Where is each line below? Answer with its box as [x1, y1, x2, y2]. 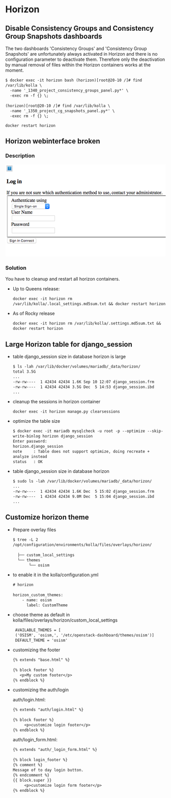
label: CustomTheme [26, 602, 68, 608]
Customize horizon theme [5, 513, 89, 522]
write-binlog [12, 434, 41, 439]
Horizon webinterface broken [5, 137, 100, 146]
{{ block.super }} [12, 778, 52, 783]
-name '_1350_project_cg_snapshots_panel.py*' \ [10, 108, 115, 113]
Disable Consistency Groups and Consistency [5, 24, 154, 33]
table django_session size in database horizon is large [12, 353, 126, 359]
